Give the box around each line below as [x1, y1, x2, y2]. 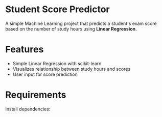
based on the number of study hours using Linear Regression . [5, 25, 137, 32]
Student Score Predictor [5, 4, 110, 15]
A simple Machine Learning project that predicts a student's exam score [5, 20, 157, 26]
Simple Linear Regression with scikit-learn [12, 60, 102, 67]
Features [5, 44, 44, 55]
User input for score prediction [12, 71, 78, 77]
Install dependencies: [5, 106, 51, 112]
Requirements [5, 89, 66, 101]
